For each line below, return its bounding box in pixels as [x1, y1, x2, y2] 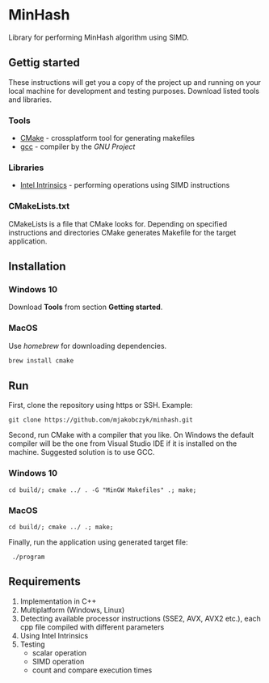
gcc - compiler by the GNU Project [19, 142, 136, 151]
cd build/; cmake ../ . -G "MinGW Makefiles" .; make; [8, 486, 197, 494]
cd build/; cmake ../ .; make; [8, 523, 114, 531]
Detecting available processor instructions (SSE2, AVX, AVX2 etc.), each [19, 613, 261, 623]
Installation [8, 260, 66, 274]
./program [11, 553, 45, 561]
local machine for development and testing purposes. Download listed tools [8, 86, 260, 95]
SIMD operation [32, 656, 85, 666]
